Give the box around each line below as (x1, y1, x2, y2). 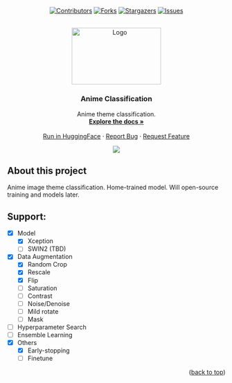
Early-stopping (27, 346, 71, 355)
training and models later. (7, 190, 80, 199)
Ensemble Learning (17, 330, 73, 339)
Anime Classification (80, 94, 152, 104)
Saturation (27, 284, 57, 292)
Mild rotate (27, 307, 59, 315)
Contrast (27, 292, 53, 300)
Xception (27, 237, 54, 245)
